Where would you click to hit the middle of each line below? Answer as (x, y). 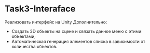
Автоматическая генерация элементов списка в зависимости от (78, 41)
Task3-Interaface (40, 9)
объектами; (23, 36)
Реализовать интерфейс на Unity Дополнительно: (56, 22)
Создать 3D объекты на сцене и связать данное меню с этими (76, 31)
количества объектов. (34, 46)
